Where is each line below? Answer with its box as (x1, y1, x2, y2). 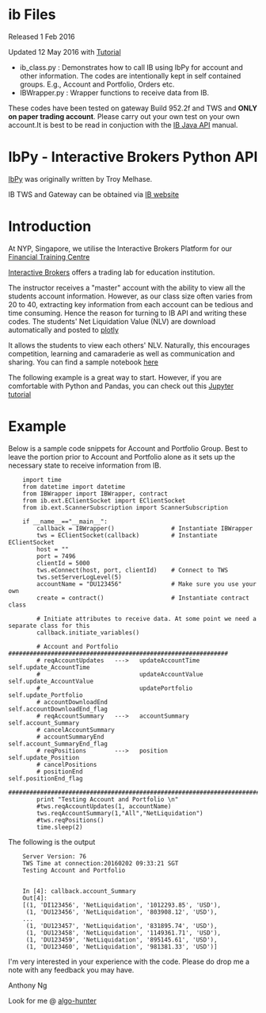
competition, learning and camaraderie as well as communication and (8, 349, 235, 358)
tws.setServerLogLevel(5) (36, 573, 123, 581)
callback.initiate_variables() (36, 629, 140, 637)
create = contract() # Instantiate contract (36, 594, 249, 602)
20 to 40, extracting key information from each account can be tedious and (8, 299, 253, 309)
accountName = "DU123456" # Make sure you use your (36, 580, 257, 588)
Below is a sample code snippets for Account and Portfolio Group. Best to (8, 443, 248, 453)
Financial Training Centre (8, 252, 90, 261)
